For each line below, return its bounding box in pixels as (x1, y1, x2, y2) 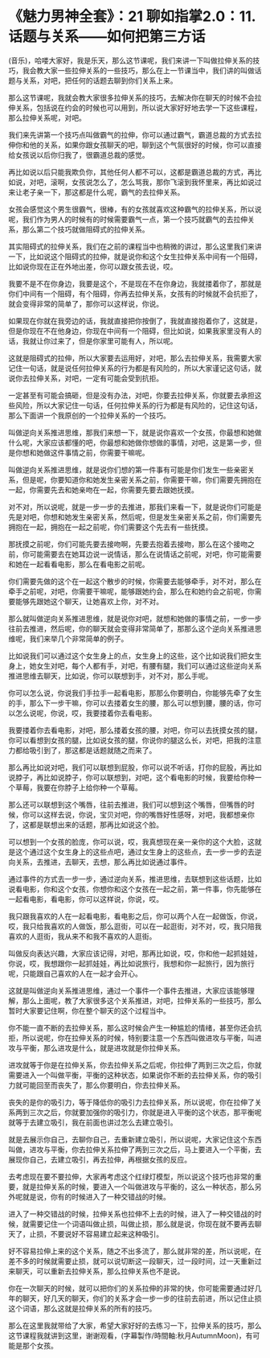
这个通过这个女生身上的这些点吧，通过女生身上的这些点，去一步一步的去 (14, 846, 255, 857)
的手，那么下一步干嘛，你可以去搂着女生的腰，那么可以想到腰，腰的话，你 (8, 698, 255, 708)
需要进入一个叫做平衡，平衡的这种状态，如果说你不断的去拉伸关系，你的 (8, 1070, 247, 1080)
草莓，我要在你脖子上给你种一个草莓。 (14, 782, 142, 792)
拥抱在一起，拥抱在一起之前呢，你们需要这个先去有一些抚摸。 (8, 522, 213, 532)
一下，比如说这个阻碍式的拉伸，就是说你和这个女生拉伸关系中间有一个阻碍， (8, 251, 262, 261)
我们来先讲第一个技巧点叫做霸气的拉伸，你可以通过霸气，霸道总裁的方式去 (8, 130, 255, 139)
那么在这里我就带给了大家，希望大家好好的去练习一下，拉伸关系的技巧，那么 (8, 1320, 262, 1330)
